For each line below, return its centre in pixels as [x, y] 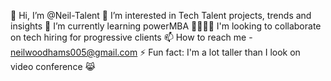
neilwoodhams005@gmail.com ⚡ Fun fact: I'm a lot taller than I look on [155, 52]
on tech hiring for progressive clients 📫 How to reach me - [131, 37]
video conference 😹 [53, 66]
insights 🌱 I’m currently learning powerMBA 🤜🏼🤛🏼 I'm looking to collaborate [166, 26]
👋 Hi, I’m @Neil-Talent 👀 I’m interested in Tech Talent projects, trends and [161, 15]
